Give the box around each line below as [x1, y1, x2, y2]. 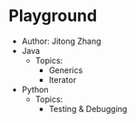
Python [21, 84, 49, 95]
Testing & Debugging [48, 103, 128, 114]
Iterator [48, 74, 77, 85]
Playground [8, 5, 97, 26]
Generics [48, 65, 83, 76]
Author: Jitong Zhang [21, 36, 102, 46]
